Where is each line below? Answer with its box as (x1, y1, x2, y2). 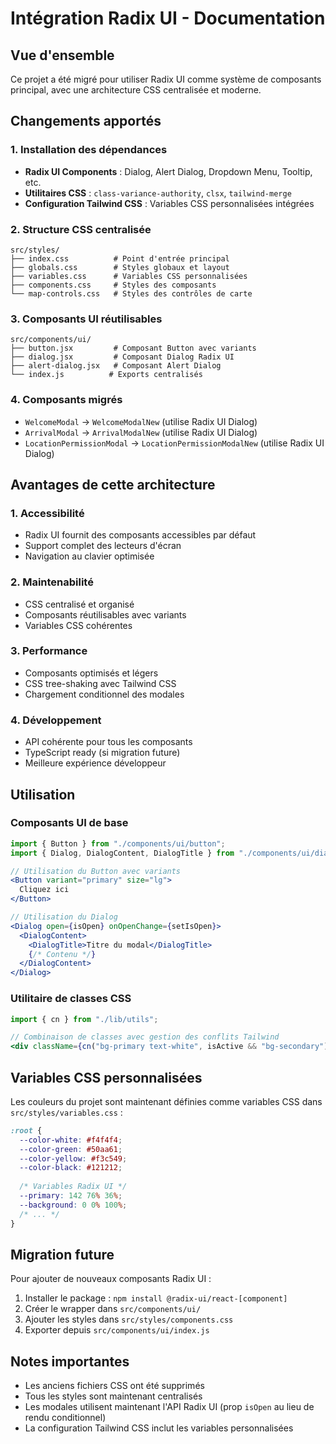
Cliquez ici (19, 885, 70, 895)
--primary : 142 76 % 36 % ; (19, 1191, 123, 1201)
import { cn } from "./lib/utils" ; (10, 1014, 159, 1024)
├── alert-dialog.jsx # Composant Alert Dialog (10, 361, 222, 371)
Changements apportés (10, 113, 162, 130)
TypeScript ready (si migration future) (24, 747, 181, 759)
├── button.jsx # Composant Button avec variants (10, 343, 257, 354)
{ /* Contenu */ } (28, 949, 97, 959)
